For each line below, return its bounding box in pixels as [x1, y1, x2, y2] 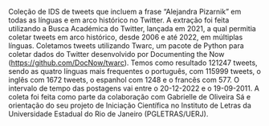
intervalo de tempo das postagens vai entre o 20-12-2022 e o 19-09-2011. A [8, 83, 259, 93]
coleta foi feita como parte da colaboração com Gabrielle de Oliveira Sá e [8, 92, 251, 101]
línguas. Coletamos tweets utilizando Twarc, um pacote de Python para [8, 41, 245, 51]
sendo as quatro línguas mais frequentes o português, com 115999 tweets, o [8, 67, 261, 75]
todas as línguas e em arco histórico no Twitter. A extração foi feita [8, 15, 230, 25]
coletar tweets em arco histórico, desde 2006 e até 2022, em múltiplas [8, 32, 243, 42]
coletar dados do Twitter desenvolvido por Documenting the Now [8, 50, 225, 59]
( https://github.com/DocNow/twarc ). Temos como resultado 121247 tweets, [8, 58, 259, 67]
